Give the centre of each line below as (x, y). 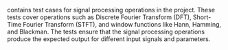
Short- (202, 17)
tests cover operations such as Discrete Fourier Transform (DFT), (99, 17)
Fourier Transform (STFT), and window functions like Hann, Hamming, (122, 24)
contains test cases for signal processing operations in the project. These (111, 10)
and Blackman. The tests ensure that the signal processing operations (106, 32)
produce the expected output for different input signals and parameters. (109, 39)
